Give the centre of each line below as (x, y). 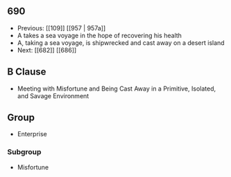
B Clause (27, 72)
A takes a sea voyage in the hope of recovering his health (100, 35)
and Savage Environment (53, 95)
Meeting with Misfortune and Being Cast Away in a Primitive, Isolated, (117, 88)
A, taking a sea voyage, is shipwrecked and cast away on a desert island (121, 43)
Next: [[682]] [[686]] (47, 50)
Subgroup (24, 152)
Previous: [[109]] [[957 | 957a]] (61, 28)
